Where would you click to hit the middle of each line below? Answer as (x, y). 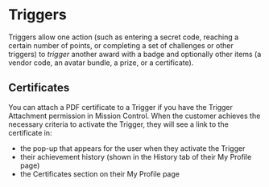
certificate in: (30, 132)
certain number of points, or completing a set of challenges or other (121, 45)
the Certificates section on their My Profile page (99, 173)
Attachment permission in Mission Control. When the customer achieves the (134, 116)
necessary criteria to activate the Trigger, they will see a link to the (119, 124)
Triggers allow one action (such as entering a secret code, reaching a (124, 37)
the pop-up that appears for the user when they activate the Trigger (132, 148)
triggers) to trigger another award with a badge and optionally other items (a (135, 54)
